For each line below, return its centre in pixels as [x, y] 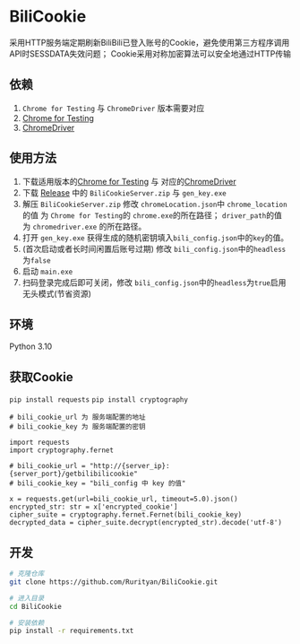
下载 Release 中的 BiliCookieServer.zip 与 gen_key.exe [124, 192]
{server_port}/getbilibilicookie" [74, 474]
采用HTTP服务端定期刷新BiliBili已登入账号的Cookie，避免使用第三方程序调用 [150, 42]
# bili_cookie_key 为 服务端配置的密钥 [77, 427]
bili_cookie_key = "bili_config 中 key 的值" [102, 483]
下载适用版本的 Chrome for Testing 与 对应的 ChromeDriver [129, 181]
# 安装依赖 [27, 622]
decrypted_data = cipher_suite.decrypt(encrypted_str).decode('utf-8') [146, 523]
